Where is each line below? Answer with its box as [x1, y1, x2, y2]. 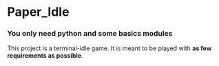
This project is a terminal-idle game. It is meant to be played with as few [7, 44, 212, 52]
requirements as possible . [7, 52, 83, 60]
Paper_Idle [7, 4, 70, 20]
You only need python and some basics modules [7, 29, 173, 38]
